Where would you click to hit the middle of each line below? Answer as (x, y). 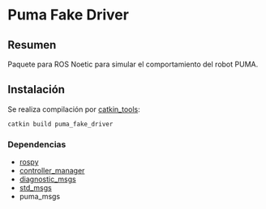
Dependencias (37, 144)
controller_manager (52, 171)
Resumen (32, 45)
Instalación (36, 90)
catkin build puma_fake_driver (60, 124)
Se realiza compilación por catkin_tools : (74, 109)
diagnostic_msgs (47, 179)
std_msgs (35, 188)
